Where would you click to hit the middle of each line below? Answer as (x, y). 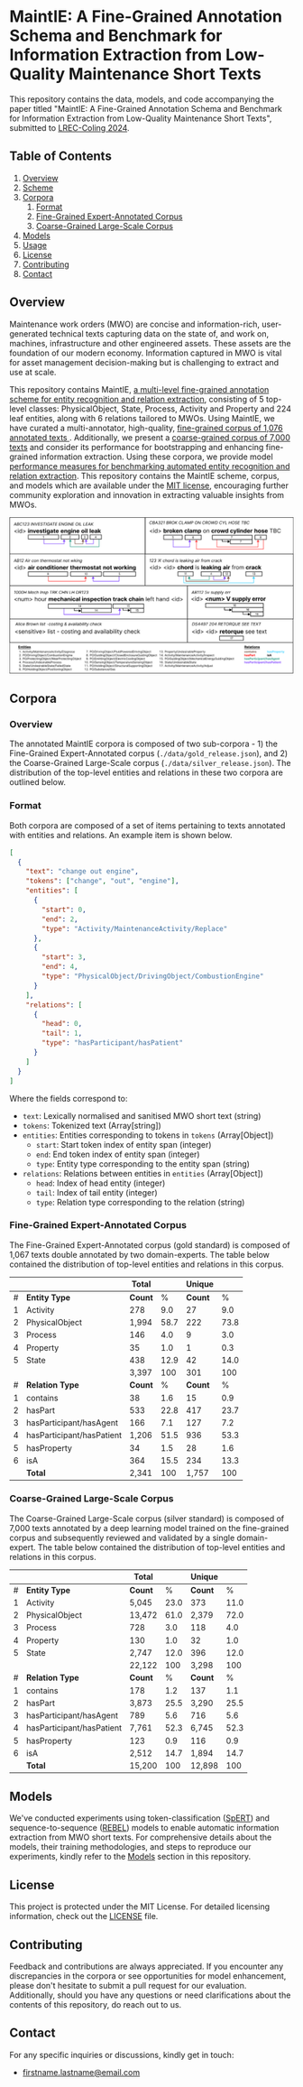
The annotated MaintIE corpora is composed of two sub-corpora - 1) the (143, 744)
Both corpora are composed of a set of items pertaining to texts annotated (147, 825)
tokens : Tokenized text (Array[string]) (92, 1125)
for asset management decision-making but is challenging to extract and (144, 362)
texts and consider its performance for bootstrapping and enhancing (137, 447)
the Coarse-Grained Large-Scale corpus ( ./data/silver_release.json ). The (150, 763)
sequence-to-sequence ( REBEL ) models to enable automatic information (144, 1828)
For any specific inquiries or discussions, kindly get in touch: (122, 2055)
